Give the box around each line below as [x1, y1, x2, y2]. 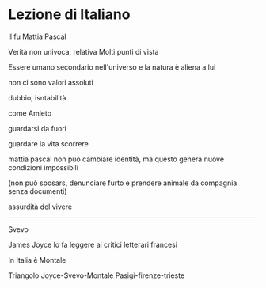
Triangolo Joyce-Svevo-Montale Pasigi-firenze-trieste [8, 271, 185, 280]
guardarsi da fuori [8, 123, 67, 133]
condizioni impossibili [8, 162, 79, 172]
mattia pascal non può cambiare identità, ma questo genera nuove [8, 154, 224, 164]
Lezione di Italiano [8, 6, 131, 24]
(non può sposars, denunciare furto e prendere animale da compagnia [8, 178, 237, 188]
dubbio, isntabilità [8, 93, 66, 102]
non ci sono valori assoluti [8, 78, 93, 87]
